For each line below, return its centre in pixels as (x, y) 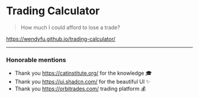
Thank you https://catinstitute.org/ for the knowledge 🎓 (83, 73)
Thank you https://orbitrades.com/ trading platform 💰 (80, 89)
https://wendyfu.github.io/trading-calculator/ (61, 39)
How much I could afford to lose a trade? (70, 27)
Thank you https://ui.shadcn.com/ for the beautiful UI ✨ (83, 82)
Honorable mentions (36, 59)
